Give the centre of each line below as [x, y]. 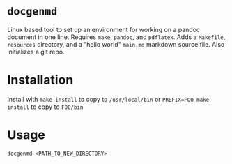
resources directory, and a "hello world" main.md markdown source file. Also [116, 44]
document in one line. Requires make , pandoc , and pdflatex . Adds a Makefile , [116, 37]
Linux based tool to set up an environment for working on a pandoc [104, 29]
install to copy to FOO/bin [45, 107]
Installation [40, 80]
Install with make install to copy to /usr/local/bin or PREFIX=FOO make [108, 99]
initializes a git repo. [36, 52]
